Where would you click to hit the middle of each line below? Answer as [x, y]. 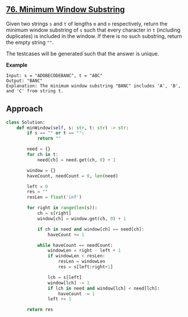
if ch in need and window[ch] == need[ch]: [91, 229]
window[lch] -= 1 [69, 283]
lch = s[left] [65, 277]
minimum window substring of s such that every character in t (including [93, 30]
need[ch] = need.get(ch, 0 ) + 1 [76, 160]
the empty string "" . [30, 42]
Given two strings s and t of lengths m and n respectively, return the [87, 23]
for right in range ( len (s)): [62, 208]
